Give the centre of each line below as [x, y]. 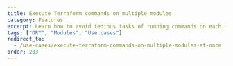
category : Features [35, 20]
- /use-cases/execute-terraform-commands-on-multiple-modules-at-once [118, 45]
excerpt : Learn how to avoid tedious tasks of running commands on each [114, 26]
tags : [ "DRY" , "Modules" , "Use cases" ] [65, 33]
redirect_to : [26, 39]
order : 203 [23, 52]
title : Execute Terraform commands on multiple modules [89, 13]
